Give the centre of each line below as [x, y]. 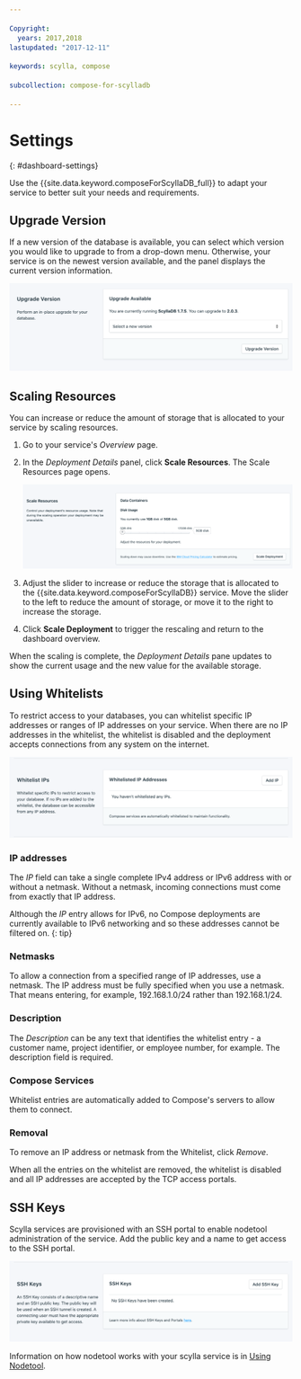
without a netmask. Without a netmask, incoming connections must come [145, 887]
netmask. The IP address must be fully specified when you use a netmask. [147, 985]
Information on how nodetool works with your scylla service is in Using [140, 1357]
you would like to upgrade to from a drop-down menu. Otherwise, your [140, 252]
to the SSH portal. [42, 1249]
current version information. [61, 271]
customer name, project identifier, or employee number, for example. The [145, 1047]
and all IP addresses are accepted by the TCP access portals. [123, 1179]
